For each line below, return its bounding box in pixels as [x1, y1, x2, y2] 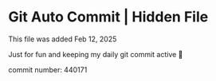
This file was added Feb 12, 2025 [8, 34, 117, 44]
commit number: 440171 [8, 64, 88, 75]
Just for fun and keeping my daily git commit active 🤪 [8, 49, 183, 59]
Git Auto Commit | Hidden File [8, 8, 209, 26]
